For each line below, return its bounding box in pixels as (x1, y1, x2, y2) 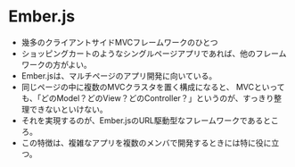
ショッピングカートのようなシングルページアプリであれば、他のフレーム (20, 47, 287, 59)
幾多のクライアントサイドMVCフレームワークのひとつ (20, 37, 218, 47)
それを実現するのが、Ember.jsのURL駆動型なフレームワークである (20, 114, 264, 126)
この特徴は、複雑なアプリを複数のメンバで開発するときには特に (20, 137, 256, 148)
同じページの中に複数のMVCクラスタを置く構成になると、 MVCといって (20, 81, 286, 92)
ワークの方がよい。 (20, 59, 93, 70)
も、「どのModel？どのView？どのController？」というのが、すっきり (20, 92, 275, 104)
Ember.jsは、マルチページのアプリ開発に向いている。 (20, 70, 217, 81)
